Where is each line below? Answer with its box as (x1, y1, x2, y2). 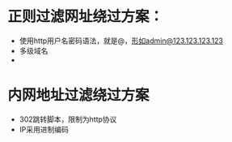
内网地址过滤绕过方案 (7, 86, 150, 105)
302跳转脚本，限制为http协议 (19, 114, 117, 124)
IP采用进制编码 (19, 124, 70, 134)
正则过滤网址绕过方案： (7, 7, 164, 26)
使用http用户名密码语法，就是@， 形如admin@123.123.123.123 (19, 36, 224, 45)
